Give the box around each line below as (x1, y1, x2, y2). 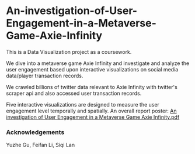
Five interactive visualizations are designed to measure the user (6, 101, 159, 108)
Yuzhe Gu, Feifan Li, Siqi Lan (6, 142, 75, 149)
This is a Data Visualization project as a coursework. (6, 48, 132, 55)
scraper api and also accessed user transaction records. (6, 90, 142, 97)
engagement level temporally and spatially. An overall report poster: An (6, 107, 177, 114)
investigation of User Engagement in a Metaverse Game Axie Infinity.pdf (6, 113, 180, 121)
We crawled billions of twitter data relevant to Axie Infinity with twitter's (6, 83, 178, 90)
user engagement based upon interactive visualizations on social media (6, 66, 179, 73)
